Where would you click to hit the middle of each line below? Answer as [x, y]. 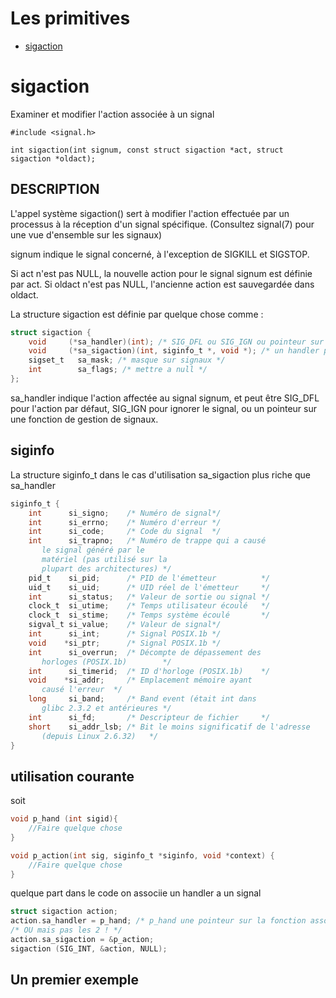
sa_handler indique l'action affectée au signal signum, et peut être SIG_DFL [165, 398]
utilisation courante [72, 776]
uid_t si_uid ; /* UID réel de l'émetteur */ [149, 587]
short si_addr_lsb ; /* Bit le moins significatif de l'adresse [169, 727]
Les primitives [70, 18]
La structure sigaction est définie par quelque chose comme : [137, 314]
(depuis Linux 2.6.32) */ [100, 736]
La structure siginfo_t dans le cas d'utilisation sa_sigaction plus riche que [160, 474]
